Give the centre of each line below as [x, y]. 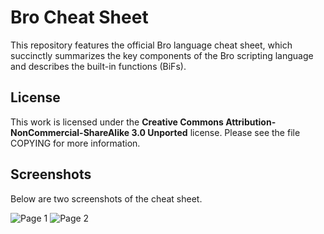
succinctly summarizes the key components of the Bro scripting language [162, 55]
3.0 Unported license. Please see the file [216, 132]
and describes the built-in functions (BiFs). [98, 66]
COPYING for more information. [75, 143]
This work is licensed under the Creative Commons [117, 122]
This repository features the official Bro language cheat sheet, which [151, 45]
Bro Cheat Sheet [79, 17]
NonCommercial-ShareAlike [70, 132]
